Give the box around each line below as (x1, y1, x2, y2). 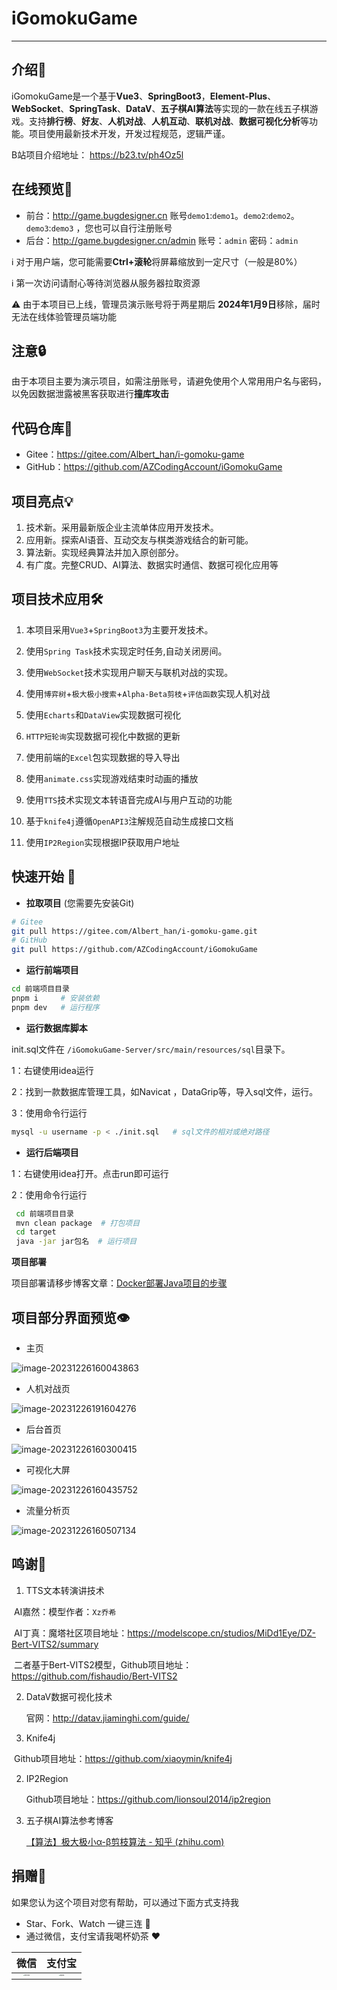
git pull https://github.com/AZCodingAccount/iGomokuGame (11, 945, 258, 955)
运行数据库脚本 (25, 1022, 88, 1034)
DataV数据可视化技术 (25, 1690, 113, 1702)
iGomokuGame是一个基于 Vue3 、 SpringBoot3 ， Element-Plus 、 (11, 90, 277, 102)
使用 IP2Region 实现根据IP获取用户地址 (25, 836, 180, 848)
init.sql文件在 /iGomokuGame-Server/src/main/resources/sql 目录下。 (11, 1043, 291, 1055)
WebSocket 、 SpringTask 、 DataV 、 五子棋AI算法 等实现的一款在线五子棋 (11, 102, 310, 114)
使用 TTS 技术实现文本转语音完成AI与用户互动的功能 (25, 793, 233, 806)
